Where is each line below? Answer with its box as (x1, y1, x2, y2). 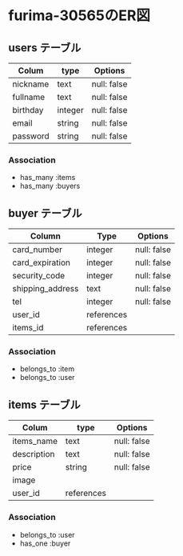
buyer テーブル (8, 206, 82, 220)
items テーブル (8, 398, 82, 411)
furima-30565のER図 (8, 6, 150, 25)
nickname (12, 78, 50, 90)
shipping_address (12, 283, 79, 294)
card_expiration (12, 257, 70, 268)
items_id (12, 322, 44, 334)
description (12, 449, 55, 460)
